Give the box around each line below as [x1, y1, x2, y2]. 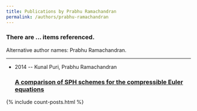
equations [14, 85, 45, 93]
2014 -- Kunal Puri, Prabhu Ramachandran [14, 63, 117, 70]
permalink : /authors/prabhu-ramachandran [6, 14, 109, 20]
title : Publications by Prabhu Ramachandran [6, 8, 117, 15]
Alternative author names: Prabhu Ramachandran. [6, 46, 127, 53]
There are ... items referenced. [6, 33, 95, 41]
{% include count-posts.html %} [6, 99, 84, 106]
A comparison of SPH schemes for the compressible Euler [14, 78, 184, 86]
